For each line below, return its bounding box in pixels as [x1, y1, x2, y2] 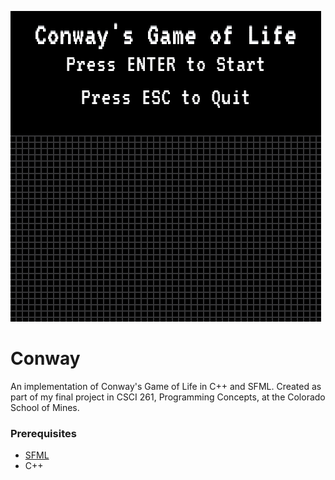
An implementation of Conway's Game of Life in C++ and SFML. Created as [10, 380, 322, 392]
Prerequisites [10, 426, 77, 440]
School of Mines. [10, 401, 80, 413]
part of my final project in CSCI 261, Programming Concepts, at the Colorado [10, 391, 326, 403]
